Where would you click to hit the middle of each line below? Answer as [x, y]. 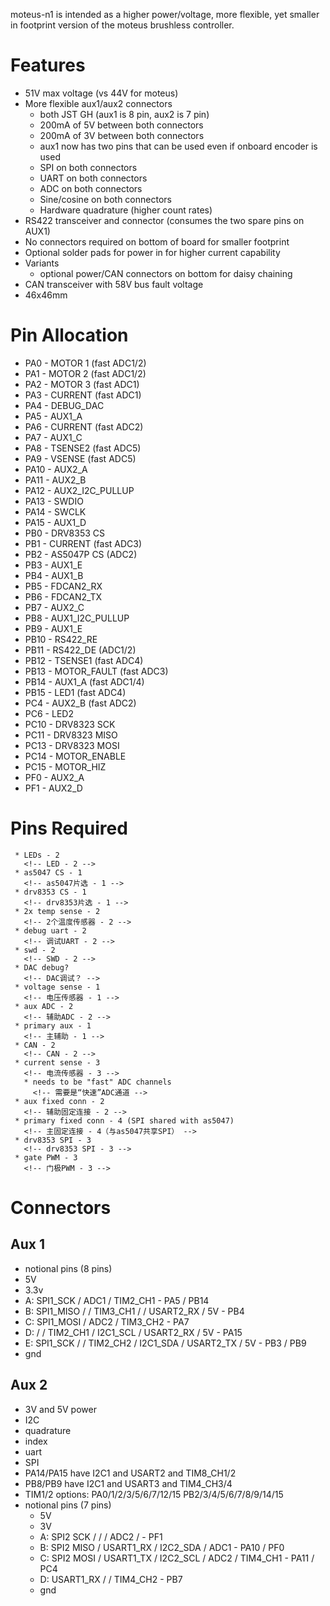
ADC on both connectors [91, 188]
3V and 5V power [60, 1409]
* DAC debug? [42, 967]
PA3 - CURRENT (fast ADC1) [83, 395]
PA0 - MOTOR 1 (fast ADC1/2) [85, 363]
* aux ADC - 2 [44, 1006]
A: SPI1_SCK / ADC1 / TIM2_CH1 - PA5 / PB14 [117, 1300]
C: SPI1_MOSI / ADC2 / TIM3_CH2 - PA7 [107, 1321]
